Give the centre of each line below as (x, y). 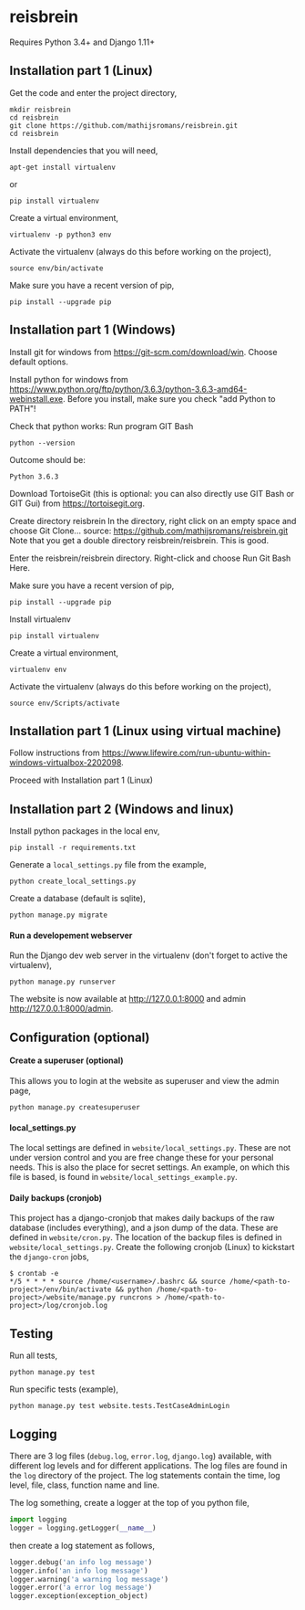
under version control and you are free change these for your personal (142, 1158)
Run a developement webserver (71, 935)
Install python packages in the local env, (85, 831)
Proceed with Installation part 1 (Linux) (81, 780)
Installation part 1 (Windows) (92, 330)
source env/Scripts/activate (65, 703)
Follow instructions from (55, 753)
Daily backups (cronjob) (56, 1197)
